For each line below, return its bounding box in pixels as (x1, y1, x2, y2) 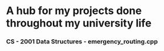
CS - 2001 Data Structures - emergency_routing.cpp (6, 38, 158, 46)
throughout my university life (6, 16, 152, 30)
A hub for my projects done (6, 4, 142, 18)
